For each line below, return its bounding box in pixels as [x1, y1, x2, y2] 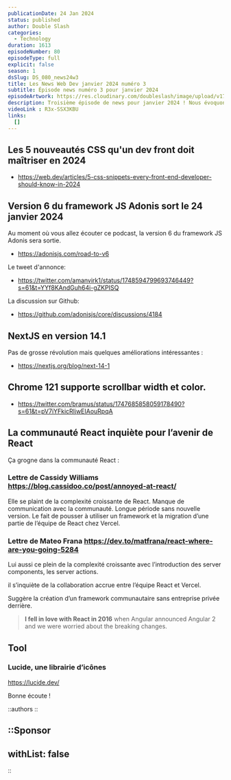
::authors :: [8, 704, 38, 713]
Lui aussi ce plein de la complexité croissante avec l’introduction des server [8, 560, 221, 569]
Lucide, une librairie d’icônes [8, 663, 107, 672]
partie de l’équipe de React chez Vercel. [8, 519, 121, 527]
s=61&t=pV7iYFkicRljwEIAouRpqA [17, 406, 113, 415]
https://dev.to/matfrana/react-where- [84, 536, 213, 546]
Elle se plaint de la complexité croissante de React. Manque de [8, 497, 184, 505]
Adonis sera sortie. [8, 236, 61, 244]
